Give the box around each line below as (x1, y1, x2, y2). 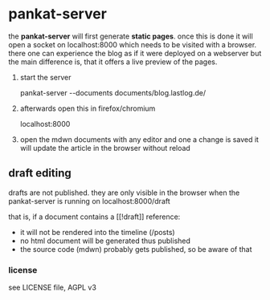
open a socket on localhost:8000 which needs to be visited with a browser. (8, 39, 257, 49)
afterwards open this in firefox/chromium (19, 103, 156, 113)
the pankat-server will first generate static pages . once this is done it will (8, 31, 253, 41)
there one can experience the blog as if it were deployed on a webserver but (8, 48, 262, 58)
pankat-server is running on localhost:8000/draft (8, 196, 170, 205)
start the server (19, 72, 72, 82)
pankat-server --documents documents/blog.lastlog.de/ (19, 87, 207, 97)
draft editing (8, 166, 72, 180)
